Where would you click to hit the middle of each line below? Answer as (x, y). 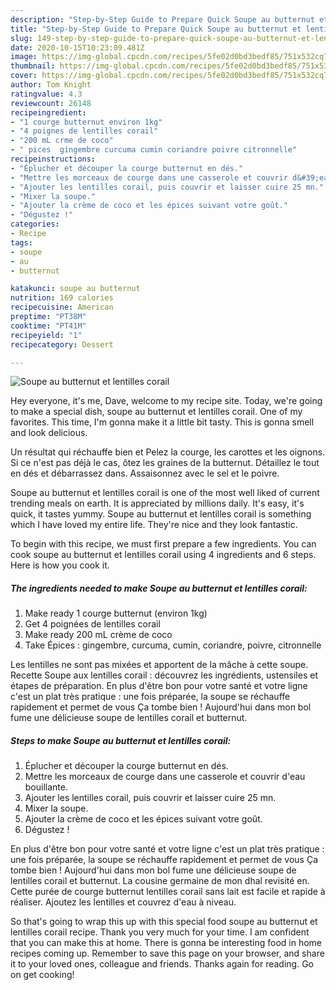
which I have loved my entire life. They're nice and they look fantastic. (154, 525)
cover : (24, 76)
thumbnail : (33, 66)
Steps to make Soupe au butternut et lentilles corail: (121, 740)
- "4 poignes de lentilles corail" (84, 131)
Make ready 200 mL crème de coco (98, 635)
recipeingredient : (48, 112)
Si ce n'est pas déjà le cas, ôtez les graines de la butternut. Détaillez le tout (165, 463)
